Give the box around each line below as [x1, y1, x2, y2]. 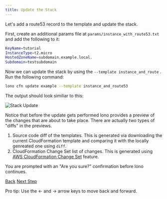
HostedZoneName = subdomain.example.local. [5, 55, 93, 60]
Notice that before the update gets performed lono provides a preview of [5, 112, 155, 118]
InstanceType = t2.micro [5, 50, 52, 55]
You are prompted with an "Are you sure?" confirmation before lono [5, 163, 144, 169]
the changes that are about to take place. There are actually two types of [5, 117, 155, 123]
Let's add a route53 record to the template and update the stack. [5, 21, 138, 27]
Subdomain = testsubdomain [5, 59, 57, 65]
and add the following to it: [5, 36, 60, 42]
